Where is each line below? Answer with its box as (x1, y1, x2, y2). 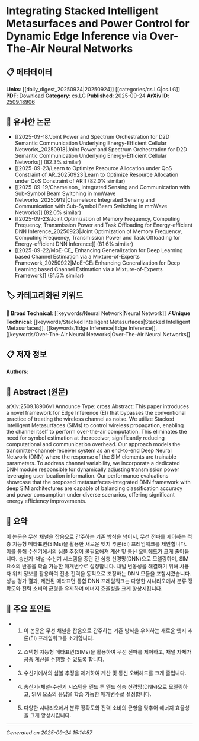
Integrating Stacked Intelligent (6, 4, 159, 18)
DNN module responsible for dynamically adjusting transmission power (6, 466, 179, 473)
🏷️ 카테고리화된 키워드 (6, 291, 84, 301)
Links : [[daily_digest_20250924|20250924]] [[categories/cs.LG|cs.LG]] (6, 86, 181, 93)
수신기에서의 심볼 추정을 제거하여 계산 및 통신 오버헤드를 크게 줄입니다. (23, 669, 187, 676)
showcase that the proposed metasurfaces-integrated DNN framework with (6, 479, 191, 486)
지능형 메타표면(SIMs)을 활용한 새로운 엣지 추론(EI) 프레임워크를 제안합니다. (12, 540, 187, 548)
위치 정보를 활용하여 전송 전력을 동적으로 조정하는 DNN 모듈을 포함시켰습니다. (12, 570, 191, 577)
